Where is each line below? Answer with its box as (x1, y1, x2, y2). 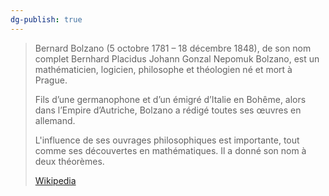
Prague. (34, 74, 68, 86)
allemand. (34, 114, 76, 126)
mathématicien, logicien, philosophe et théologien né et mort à (34, 63, 293, 75)
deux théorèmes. (34, 155, 105, 167)
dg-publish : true (10, 14, 83, 25)
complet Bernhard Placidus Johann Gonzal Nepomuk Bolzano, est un (34, 52, 320, 65)
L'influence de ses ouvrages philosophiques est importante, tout (34, 134, 300, 146)
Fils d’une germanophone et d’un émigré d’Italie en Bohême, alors (34, 93, 307, 105)
